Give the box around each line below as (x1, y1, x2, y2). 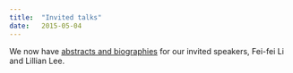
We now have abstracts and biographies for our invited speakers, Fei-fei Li (9, 45, 285, 56)
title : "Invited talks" (9, 12, 102, 22)
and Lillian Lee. (9, 55, 65, 66)
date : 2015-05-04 (9, 21, 82, 30)
